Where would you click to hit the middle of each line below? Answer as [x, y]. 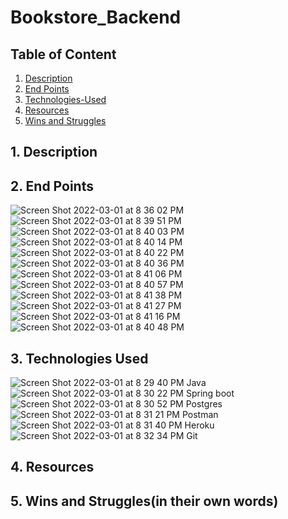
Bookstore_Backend [96, 17]
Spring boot [210, 393]
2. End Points [52, 186]
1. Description [54, 152]
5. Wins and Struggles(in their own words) [144, 501]
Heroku [199, 425]
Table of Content [63, 54]
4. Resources [52, 467]
